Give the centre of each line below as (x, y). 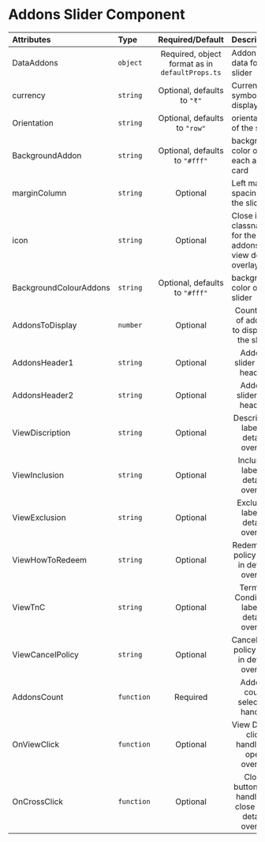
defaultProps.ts (191, 72)
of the (243, 128)
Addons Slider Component (97, 15)
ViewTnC (29, 607)
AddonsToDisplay (45, 325)
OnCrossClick (37, 801)
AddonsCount (38, 697)
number (130, 325)
